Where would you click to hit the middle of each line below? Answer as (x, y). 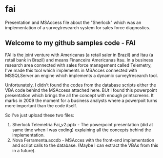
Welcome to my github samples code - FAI (70, 43)
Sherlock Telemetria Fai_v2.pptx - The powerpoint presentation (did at (82, 124)
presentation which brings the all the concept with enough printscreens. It (79, 95)
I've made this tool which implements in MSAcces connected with (71, 70)
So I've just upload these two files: (40, 115)
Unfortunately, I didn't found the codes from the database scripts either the (81, 85)
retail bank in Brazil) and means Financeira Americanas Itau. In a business (79, 60)
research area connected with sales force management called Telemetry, (79, 65)
